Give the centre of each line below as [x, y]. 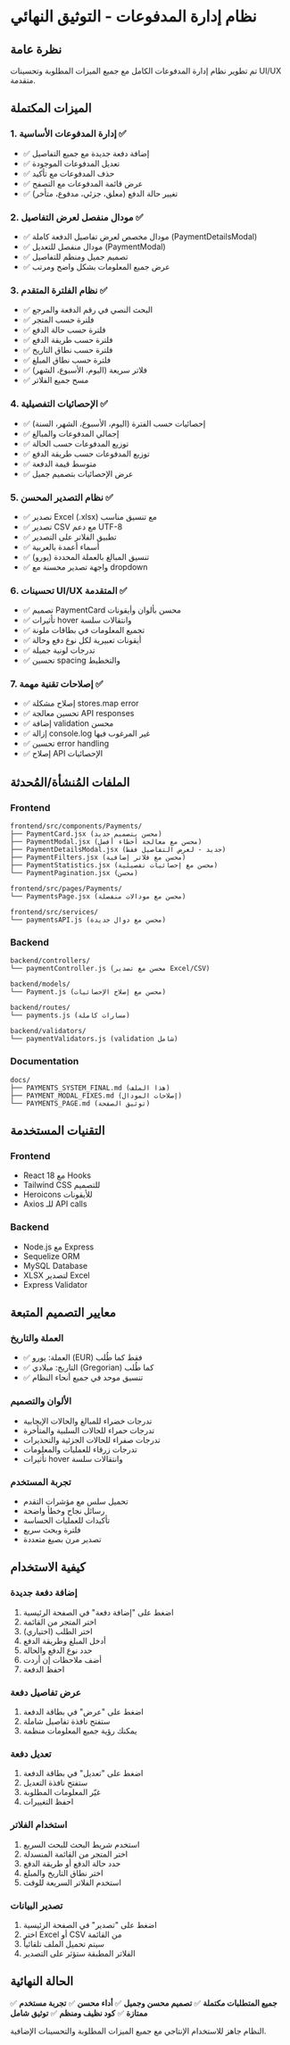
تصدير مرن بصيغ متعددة [62, 1540]
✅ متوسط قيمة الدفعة [60, 463]
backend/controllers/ [50, 961]
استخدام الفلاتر [39, 1825]
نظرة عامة [36, 50]
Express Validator [55, 1284]
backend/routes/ [40, 1008]
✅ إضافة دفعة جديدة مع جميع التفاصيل [86, 153]
